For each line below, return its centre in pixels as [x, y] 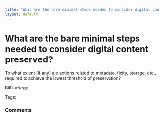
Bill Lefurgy [17, 88]
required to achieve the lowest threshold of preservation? [63, 78]
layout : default [22, 14]
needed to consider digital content [77, 49]
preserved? [29, 59]
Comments [18, 110]
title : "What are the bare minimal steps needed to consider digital [78, 10]
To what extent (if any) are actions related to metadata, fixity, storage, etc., [81, 73]
